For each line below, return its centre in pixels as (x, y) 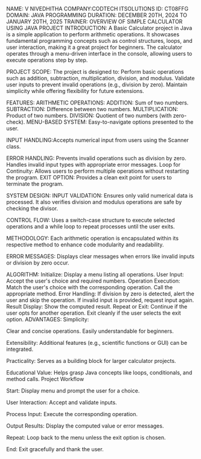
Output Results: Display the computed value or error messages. (85, 426)
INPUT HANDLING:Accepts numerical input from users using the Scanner (97, 140)
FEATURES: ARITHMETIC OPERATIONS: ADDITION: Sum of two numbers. (97, 103)
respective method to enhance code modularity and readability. (85, 245)
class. (14, 146)
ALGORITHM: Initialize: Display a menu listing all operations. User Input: (95, 274)
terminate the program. (35, 184)
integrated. (20, 349)
